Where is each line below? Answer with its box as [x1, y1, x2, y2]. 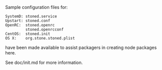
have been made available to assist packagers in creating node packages [5, 44, 157, 50]
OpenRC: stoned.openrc [5, 22, 55, 27]
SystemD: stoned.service [5, 14, 57, 19]
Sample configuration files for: [5, 4, 68, 10]
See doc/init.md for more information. [5, 59, 83, 65]
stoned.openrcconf [25, 27, 64, 32]
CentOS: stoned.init [5, 31, 51, 36]
